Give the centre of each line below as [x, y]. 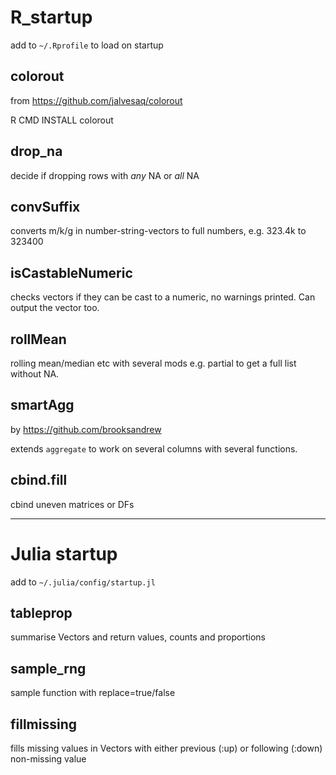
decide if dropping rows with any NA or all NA [105, 175]
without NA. [35, 374]
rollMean [38, 339]
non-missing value [48, 759]
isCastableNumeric [71, 272]
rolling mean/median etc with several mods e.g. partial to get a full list [153, 363]
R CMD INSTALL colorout [62, 120]
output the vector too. [55, 308]
